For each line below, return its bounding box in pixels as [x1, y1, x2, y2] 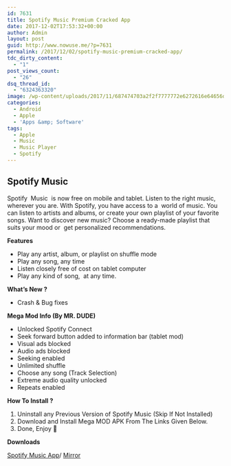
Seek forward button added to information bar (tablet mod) [16, 332, 184, 340]
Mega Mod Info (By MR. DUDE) [7, 312, 96, 320]
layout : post [7, 36, 45, 43]
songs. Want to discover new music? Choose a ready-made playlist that [7, 215, 210, 224]
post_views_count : [7, 67, 60, 74]
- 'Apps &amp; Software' [13, 118, 85, 126]
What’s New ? [7, 285, 48, 293]
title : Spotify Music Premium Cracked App [7, 16, 131, 23]
